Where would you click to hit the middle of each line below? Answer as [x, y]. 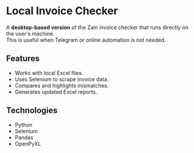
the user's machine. [30, 33]
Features [23, 58]
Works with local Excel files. [49, 73]
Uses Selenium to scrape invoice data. [61, 79]
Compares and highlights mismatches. [61, 85]
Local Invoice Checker [62, 11]
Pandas [24, 137]
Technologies [32, 111]
